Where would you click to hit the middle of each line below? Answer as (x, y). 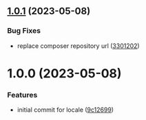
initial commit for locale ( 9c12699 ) (65, 110)
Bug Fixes (24, 31)
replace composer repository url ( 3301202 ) (78, 46)
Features (22, 95)
